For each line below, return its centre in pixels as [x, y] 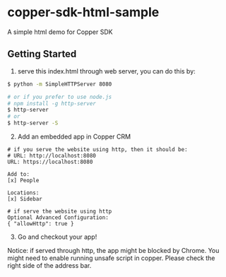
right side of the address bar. [49, 265]
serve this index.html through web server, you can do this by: [106, 71]
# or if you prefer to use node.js [60, 97]
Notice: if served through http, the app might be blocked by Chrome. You [113, 251]
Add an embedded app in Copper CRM [74, 136]
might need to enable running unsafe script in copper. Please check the [111, 258]
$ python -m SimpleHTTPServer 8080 [60, 84]
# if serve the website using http [60, 211]
